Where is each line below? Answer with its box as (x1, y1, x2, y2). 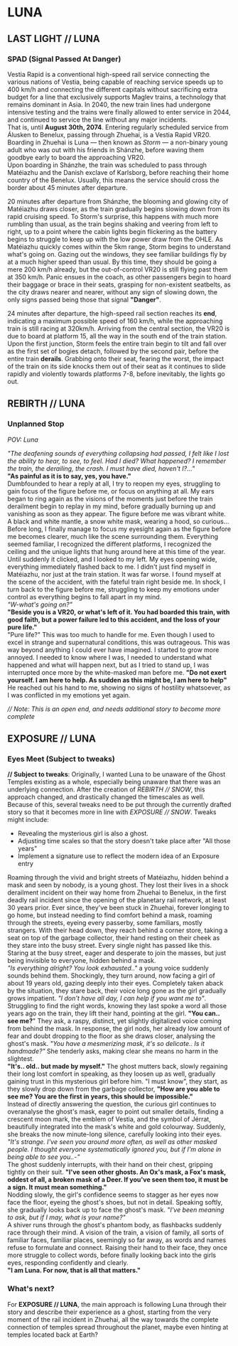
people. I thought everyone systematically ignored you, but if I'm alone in (7, 1145, 222, 1154)
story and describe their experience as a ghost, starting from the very (7, 1308, 212, 1316)
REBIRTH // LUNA (7, 397, 86, 410)
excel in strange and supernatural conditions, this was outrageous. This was (7, 638, 231, 646)
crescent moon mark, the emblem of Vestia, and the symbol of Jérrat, (7, 1115, 211, 1123)
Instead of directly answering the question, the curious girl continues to (7, 1100, 217, 1109)
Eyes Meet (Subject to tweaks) (7, 754, 115, 764)
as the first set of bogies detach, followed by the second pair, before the (7, 346, 219, 356)
